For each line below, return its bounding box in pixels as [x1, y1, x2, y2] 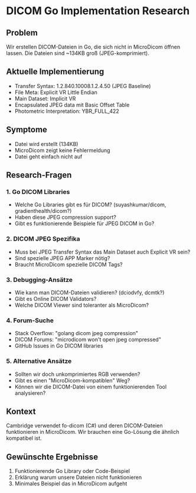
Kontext [6, 406, 36, 416]
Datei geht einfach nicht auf [14, 153, 83, 160]
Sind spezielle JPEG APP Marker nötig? [14, 254, 110, 261]
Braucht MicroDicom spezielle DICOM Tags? [14, 261, 123, 268]
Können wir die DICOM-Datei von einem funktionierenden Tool [14, 383, 167, 390]
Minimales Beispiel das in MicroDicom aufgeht [14, 480, 128, 487]
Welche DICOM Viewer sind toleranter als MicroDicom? [14, 301, 149, 309]
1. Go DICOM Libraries [6, 187, 70, 196]
